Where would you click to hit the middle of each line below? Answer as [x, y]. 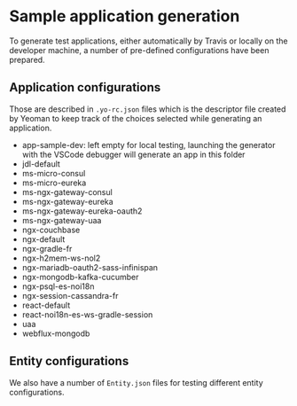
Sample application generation [125, 16]
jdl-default [41, 164]
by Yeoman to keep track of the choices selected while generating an [136, 118]
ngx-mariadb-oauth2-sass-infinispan [90, 267]
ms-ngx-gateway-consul [67, 191]
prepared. [27, 59]
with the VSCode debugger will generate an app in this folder [133, 154]
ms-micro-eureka [54, 183]
